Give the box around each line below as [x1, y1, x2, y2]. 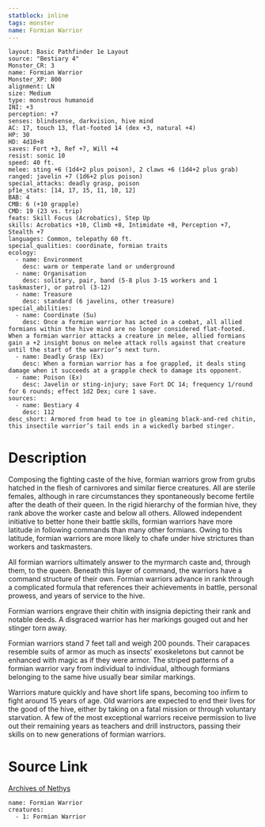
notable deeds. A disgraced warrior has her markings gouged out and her [8, 615, 248, 624]
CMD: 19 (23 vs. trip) [8, 208, 83, 215]
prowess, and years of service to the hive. [8, 591, 145, 600]
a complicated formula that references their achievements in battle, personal [8, 583, 258, 593]
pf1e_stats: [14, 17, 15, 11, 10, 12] [8, 187, 136, 195]
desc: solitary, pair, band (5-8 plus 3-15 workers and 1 [22, 276, 218, 285]
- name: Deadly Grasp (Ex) [15, 353, 104, 361]
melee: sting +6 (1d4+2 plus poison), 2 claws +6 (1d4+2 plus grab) [8, 166, 239, 174]
